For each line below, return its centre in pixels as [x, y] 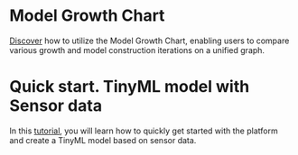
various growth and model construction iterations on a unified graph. [137, 50]
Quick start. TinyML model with [130, 87]
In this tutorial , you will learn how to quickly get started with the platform [144, 131]
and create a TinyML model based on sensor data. [103, 140]
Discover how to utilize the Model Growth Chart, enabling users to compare [149, 41]
